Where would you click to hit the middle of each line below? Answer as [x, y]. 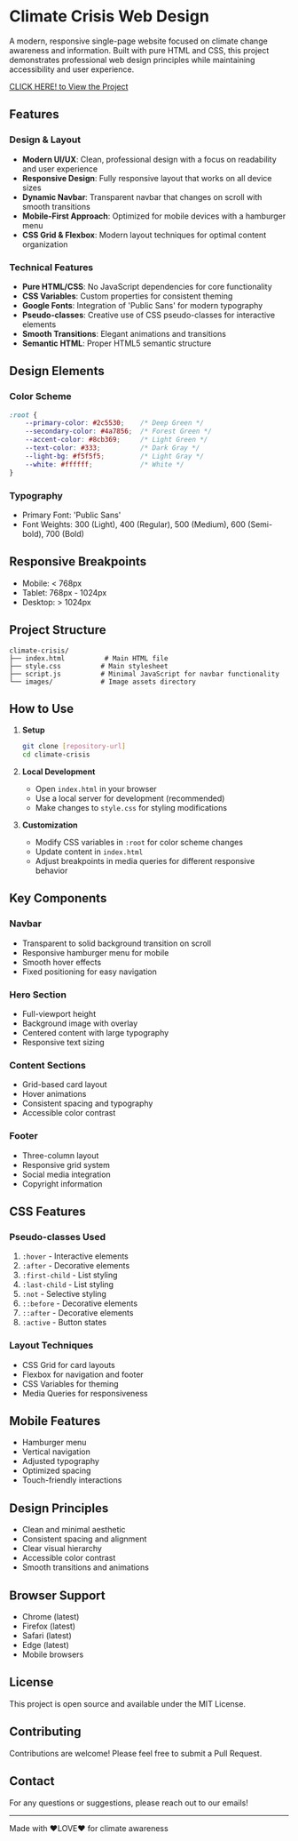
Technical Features [51, 267]
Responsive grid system [66, 1165]
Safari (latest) [47, 1636]
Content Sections [47, 1065]
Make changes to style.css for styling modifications [131, 808]
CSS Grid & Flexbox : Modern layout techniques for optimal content [144, 235]
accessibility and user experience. [72, 69]
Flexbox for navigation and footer [82, 1374]
